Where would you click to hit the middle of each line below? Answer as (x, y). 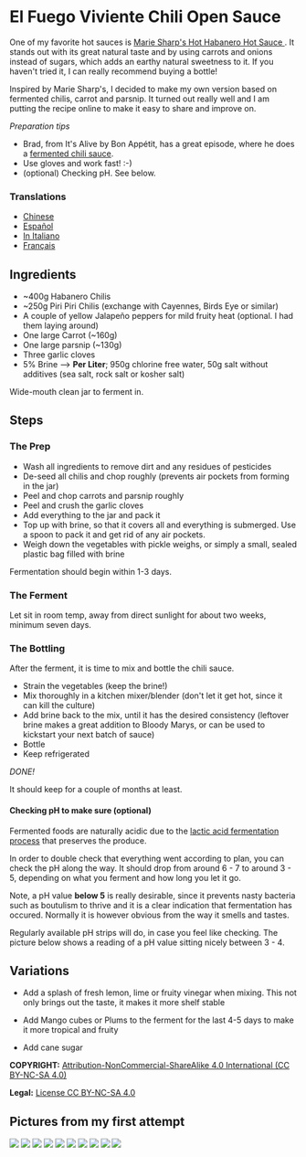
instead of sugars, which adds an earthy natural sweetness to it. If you (142, 61)
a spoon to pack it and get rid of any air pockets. (114, 534)
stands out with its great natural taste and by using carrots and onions (141, 51)
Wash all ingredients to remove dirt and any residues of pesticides (147, 466)
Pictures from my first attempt (97, 1121)
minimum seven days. (50, 625)
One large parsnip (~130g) (72, 345)
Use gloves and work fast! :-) (77, 163)
